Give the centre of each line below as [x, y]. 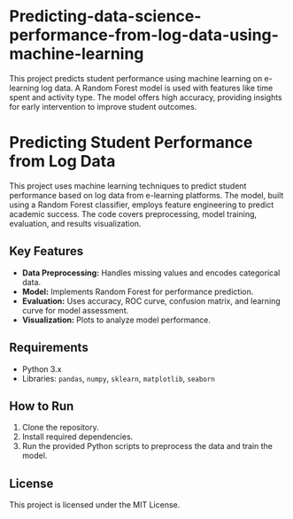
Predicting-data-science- [105, 16]
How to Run [42, 406]
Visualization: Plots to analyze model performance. [116, 320]
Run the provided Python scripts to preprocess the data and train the [147, 446]
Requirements [49, 348]
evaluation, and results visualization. [75, 223]
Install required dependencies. [77, 437]
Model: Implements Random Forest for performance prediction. [138, 291]
